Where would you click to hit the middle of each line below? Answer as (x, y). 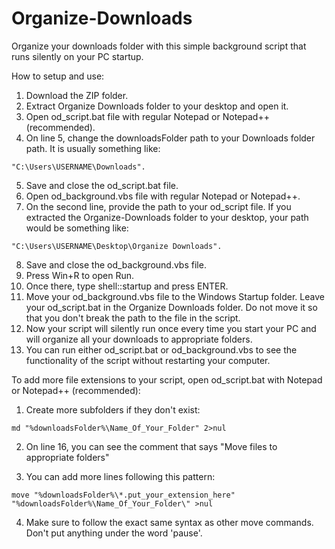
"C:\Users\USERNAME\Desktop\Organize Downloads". (117, 246)
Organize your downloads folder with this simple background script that (159, 46)
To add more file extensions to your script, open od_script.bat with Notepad (167, 379)
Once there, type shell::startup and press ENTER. (127, 286)
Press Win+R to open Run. (80, 275)
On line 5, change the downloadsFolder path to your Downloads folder (170, 138)
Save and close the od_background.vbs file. (116, 264)
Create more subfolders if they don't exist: (113, 409)
